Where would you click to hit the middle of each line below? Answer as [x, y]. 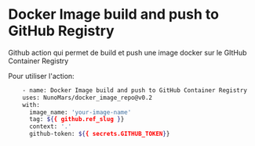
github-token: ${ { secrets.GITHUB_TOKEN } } [99, 134]
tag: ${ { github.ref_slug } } [76, 119]
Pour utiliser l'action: [41, 76]
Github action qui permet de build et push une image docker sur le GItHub [127, 52]
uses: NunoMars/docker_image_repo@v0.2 [87, 98]
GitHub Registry [62, 31]
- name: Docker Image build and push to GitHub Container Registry [135, 90]
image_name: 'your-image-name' [80, 112]
